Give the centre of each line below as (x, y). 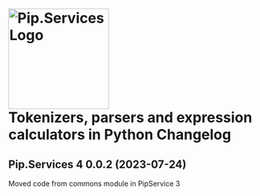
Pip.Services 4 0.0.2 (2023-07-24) (97, 164)
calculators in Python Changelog (120, 135)
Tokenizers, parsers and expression (130, 118)
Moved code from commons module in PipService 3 (94, 184)
